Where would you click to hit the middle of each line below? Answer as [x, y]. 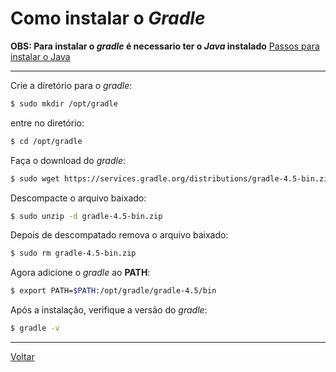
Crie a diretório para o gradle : [71, 85]
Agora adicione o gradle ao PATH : [80, 273]
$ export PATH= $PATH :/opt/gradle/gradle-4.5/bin [113, 291]
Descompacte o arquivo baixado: [78, 198]
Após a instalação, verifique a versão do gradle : [109, 310]
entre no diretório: [47, 123]
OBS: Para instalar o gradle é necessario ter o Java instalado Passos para [165, 46]
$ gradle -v [35, 328]
